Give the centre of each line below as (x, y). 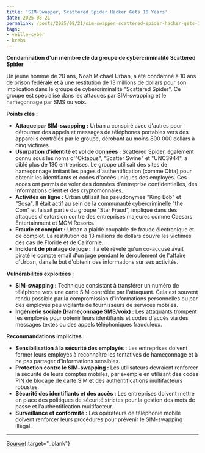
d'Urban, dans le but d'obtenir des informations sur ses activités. (97, 262)
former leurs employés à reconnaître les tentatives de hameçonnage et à (106, 354)
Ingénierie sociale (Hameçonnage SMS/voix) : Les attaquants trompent (106, 311)
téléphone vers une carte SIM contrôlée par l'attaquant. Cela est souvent (106, 292)
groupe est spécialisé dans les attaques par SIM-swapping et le (86, 96)
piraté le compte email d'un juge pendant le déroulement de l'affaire (100, 255)
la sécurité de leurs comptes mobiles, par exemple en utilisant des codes (107, 374)
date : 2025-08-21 (28, 18)
